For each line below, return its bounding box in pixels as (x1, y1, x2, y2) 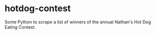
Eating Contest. (4, 24, 36, 30)
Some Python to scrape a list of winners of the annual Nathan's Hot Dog (4, 19, 152, 25)
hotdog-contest (4, 3, 71, 14)
